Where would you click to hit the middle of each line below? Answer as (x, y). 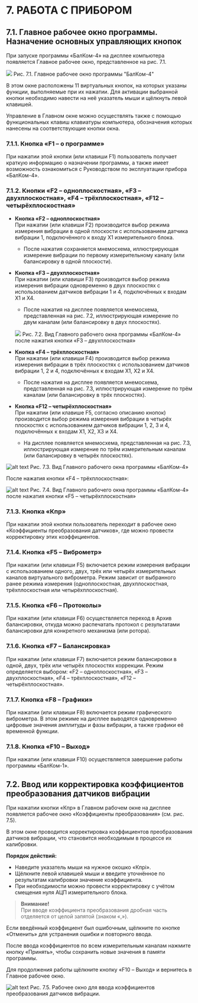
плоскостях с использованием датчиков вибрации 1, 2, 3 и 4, (92, 425)
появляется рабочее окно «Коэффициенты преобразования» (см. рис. (95, 814)
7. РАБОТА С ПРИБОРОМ (69, 10)
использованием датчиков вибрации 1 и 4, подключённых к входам (100, 292)
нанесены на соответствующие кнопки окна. (63, 128)
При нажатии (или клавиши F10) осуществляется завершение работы (94, 759)
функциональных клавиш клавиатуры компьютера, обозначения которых (99, 122)
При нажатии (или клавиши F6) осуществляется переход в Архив (89, 618)
